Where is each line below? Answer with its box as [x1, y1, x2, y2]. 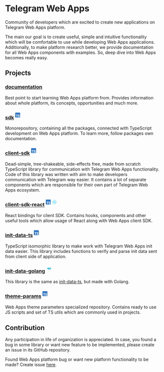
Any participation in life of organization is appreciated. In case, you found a [5, 336, 157, 342]
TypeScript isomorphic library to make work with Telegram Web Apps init [5, 243, 153, 249]
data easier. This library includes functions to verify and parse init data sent [5, 248, 158, 254]
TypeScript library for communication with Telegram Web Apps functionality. [5, 166, 160, 172]
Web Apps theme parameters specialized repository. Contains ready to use [5, 304, 157, 310]
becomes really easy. [5, 54, 48, 60]
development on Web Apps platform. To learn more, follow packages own [5, 130, 154, 136]
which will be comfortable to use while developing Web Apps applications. [5, 39, 155, 45]
